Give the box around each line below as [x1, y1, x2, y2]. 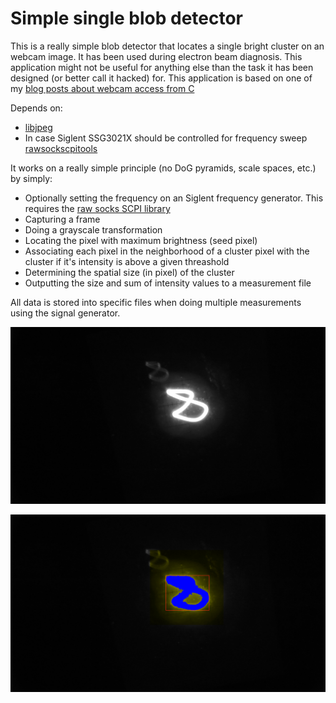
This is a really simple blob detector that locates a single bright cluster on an [10, 40, 325, 52]
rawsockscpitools [24, 142, 98, 154]
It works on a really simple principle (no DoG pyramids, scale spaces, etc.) [10, 162, 317, 174]
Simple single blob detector [10, 7, 244, 30]
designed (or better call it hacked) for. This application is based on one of [10, 72, 313, 84]
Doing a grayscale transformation [24, 223, 163, 236]
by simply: [10, 172, 53, 184]
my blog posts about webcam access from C [10, 82, 195, 94]
